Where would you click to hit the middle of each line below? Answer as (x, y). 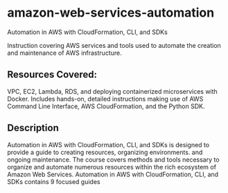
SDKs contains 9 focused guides (54, 181)
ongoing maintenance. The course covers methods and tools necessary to (113, 159)
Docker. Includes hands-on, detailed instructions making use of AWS (105, 99)
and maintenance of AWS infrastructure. (65, 53)
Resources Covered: (52, 75)
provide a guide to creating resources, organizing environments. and (105, 152)
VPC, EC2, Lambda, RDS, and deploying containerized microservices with (113, 91)
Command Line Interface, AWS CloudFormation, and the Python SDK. (106, 106)
